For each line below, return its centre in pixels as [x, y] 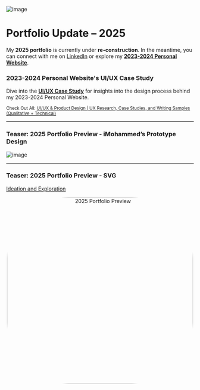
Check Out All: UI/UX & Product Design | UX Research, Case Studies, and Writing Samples [98, 108]
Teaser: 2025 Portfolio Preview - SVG [61, 176]
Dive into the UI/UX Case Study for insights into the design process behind [98, 91]
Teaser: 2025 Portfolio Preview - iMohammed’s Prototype [91, 134]
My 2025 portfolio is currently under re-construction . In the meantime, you [99, 50]
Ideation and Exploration [36, 189]
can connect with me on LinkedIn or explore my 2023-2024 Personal [92, 56]
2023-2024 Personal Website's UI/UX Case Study [80, 78]
